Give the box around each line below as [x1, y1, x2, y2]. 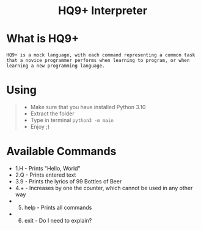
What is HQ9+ [6, 32, 79, 46]
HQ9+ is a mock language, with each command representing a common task [6, 52, 196, 58]
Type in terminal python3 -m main [30, 117, 114, 124]
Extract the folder [30, 110, 75, 117]
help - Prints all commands [24, 204, 92, 211]
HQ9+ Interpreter [57, 4, 148, 18]
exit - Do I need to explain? [24, 217, 92, 224]
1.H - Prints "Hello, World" [15, 165, 81, 172]
